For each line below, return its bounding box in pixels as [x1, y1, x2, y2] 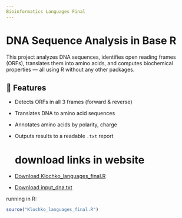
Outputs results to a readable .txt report [14, 133, 114, 140]
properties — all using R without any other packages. [6, 66, 135, 73]
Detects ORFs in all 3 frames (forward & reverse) [14, 98, 133, 106]
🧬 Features [6, 83, 47, 93]
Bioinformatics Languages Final [6, 8, 85, 15]
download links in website [14, 153, 145, 166]
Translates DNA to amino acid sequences [14, 110, 115, 117]
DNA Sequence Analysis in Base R [6, 33, 177, 47]
